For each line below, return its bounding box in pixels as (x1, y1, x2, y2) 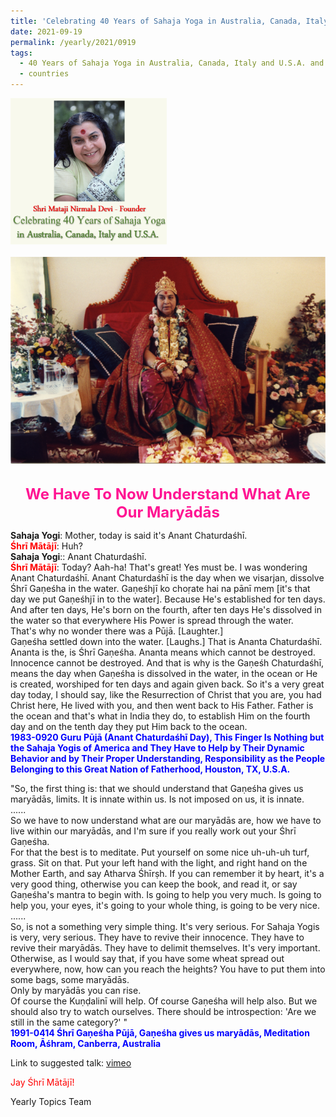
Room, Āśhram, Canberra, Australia (10, 1038, 162, 1050)
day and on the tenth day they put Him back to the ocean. (10, 721, 248, 733)
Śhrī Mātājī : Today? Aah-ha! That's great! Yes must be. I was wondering (10, 561, 308, 574)
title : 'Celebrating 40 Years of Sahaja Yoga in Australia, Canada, (10, 16, 302, 26)
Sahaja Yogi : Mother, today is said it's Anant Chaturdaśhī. (10, 530, 248, 542)
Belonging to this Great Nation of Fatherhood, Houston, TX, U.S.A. (10, 763, 291, 775)
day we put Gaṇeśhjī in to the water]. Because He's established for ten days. (10, 593, 326, 605)
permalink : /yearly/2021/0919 (10, 37, 137, 47)
